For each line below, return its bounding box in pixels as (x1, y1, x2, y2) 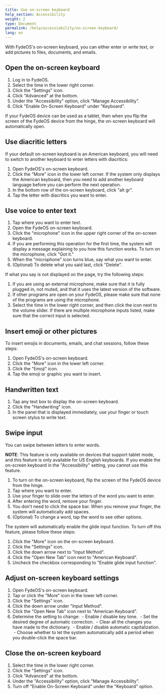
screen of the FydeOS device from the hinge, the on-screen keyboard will (5, 118, 155, 124)
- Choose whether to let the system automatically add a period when (13, 629, 154, 635)
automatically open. (5, 123, 46, 129)
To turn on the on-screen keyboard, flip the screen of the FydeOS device (12, 477, 161, 483)
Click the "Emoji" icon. (12, 366, 58, 372)
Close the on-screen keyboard (5, 649, 101, 658)
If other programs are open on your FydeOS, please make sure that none (12, 291, 161, 298)
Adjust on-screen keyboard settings (5, 574, 119, 582)
